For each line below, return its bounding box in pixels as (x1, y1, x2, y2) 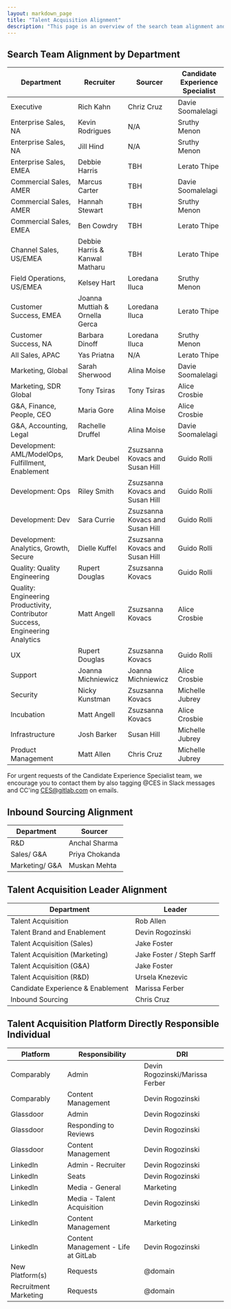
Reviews (67, 1129, 95, 1139)
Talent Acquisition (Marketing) (10, 950, 109, 959)
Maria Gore (78, 406, 115, 415)
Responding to (67, 1120, 115, 1130)
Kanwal (78, 254, 102, 263)
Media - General (67, 1182, 122, 1192)
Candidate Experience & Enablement (10, 983, 129, 993)
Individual (7, 1029, 51, 1041)
